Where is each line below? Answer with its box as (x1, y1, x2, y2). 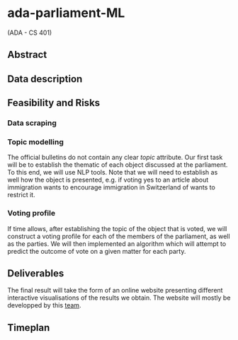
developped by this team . (7, 301, 81, 310)
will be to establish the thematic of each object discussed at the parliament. (7, 160, 228, 169)
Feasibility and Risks (7, 97, 101, 109)
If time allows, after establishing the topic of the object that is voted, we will (7, 224, 227, 233)
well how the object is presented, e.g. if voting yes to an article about (7, 175, 209, 184)
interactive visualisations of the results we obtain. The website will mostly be (7, 293, 231, 302)
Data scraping (7, 118, 57, 128)
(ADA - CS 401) (7, 28, 52, 37)
